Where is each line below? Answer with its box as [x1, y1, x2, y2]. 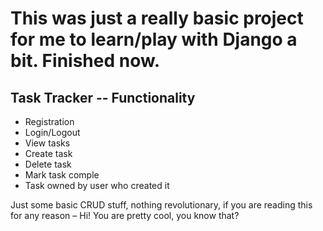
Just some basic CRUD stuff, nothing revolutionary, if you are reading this [10, 199, 313, 211]
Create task [24, 148, 73, 159]
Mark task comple [24, 169, 100, 181]
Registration [24, 116, 75, 127]
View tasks [24, 137, 71, 149]
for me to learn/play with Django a [10, 28, 298, 51]
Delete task [24, 158, 72, 170]
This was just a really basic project [10, 7, 304, 30]
